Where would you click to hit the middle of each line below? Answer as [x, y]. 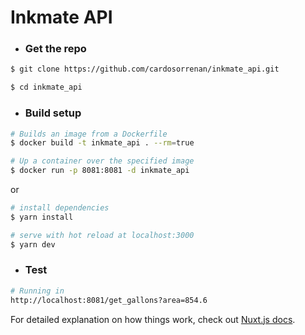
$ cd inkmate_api [46, 87]
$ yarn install [42, 217]
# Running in [37, 291]
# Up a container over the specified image [102, 161]
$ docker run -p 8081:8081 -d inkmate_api [100, 171]
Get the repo [55, 49]
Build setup [53, 113]
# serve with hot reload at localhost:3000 [102, 235]
